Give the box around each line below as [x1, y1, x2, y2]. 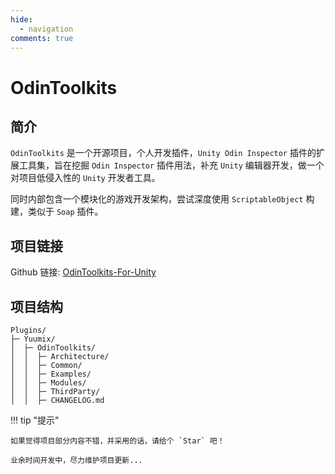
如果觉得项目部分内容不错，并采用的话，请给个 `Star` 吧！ [10, 436, 225, 446]
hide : [10, 14, 33, 25]
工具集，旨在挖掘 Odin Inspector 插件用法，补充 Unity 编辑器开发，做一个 [18, 159, 325, 171]
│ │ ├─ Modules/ [10, 378, 87, 388]
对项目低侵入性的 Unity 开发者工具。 [10, 172, 161, 184]
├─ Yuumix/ [10, 334, 56, 344]
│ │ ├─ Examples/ [10, 369, 92, 379]
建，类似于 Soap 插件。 [10, 206, 104, 218]
